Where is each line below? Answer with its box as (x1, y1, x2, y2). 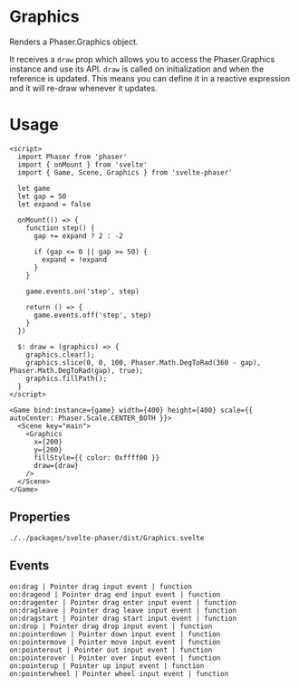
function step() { (25, 224, 95, 233)
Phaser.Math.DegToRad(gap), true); (9, 366, 144, 375)
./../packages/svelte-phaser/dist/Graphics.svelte (9, 533, 205, 542)
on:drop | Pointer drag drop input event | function (9, 622, 213, 631)
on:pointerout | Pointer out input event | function (9, 645, 213, 654)
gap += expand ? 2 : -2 (33, 231, 124, 241)
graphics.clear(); (25, 350, 95, 359)
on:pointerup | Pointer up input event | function (9, 661, 205, 671)
